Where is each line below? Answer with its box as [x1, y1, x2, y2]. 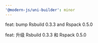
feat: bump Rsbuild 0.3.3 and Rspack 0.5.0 [5, 21, 93, 27]
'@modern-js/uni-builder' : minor [5, 7, 75, 13]
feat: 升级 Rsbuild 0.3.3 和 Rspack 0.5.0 [5, 31, 86, 38]
